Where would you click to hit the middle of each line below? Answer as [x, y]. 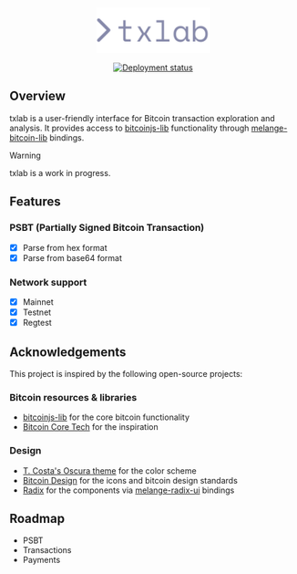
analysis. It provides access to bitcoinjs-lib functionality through [129, 128]
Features [35, 202]
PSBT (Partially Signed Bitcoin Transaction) [107, 228]
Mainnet [38, 302]
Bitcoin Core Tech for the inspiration [90, 427]
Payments [41, 560]
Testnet [37, 312]
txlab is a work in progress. [60, 172]
